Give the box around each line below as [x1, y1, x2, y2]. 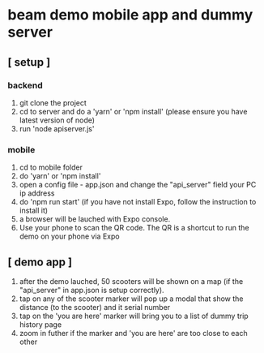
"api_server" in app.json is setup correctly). [19, 285, 164, 295]
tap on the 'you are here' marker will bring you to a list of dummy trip [19, 311, 249, 321]
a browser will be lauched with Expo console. [19, 214, 171, 224]
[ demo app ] [7, 255, 73, 269]
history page [19, 319, 62, 329]
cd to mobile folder [19, 162, 83, 172]
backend [7, 80, 43, 91]
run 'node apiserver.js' [19, 123, 95, 133]
